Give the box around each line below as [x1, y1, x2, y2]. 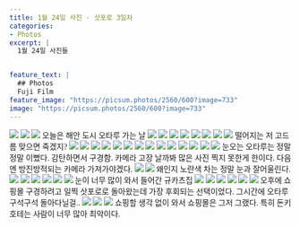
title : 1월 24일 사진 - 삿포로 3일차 [9, 13, 133, 22]
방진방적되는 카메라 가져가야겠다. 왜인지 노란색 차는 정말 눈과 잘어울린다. [18, 164, 291, 174]
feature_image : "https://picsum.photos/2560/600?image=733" [9, 95, 239, 104]
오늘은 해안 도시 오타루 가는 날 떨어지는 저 [41, 131, 273, 140]
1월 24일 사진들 [17, 47, 69, 56]
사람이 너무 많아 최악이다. [32, 209, 121, 219]
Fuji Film [17, 87, 54, 96]
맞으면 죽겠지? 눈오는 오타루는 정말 [18, 142, 291, 152]
